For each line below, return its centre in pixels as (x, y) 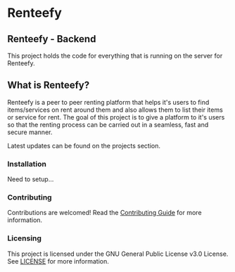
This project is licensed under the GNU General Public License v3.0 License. (118, 254)
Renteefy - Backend (52, 39)
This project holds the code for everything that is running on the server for (115, 56)
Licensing (25, 238)
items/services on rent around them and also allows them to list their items (115, 110)
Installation (27, 164)
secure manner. (30, 132)
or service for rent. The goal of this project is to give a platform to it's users (116, 117)
